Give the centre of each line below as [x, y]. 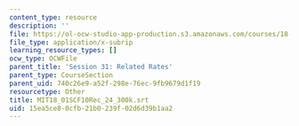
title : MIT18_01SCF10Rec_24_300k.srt [79, 100]
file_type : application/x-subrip [71, 42]
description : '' [39, 26]
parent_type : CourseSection [61, 75]
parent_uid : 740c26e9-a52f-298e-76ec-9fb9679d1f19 [105, 83]
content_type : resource [53, 17]
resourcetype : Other [48, 91]
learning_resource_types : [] [63, 51]
